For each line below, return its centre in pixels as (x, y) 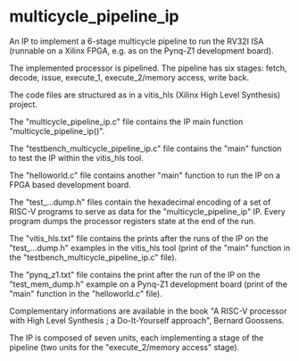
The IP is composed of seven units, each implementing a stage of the (137, 338)
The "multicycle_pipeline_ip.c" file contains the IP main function (126, 122)
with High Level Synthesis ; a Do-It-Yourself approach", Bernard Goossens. (147, 320)
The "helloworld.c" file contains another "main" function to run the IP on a (145, 175)
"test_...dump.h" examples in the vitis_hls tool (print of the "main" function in (150, 248)
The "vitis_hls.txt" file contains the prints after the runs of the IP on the (139, 238)
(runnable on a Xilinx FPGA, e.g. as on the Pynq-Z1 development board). (141, 50)
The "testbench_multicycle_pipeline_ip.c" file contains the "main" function (145, 148)
